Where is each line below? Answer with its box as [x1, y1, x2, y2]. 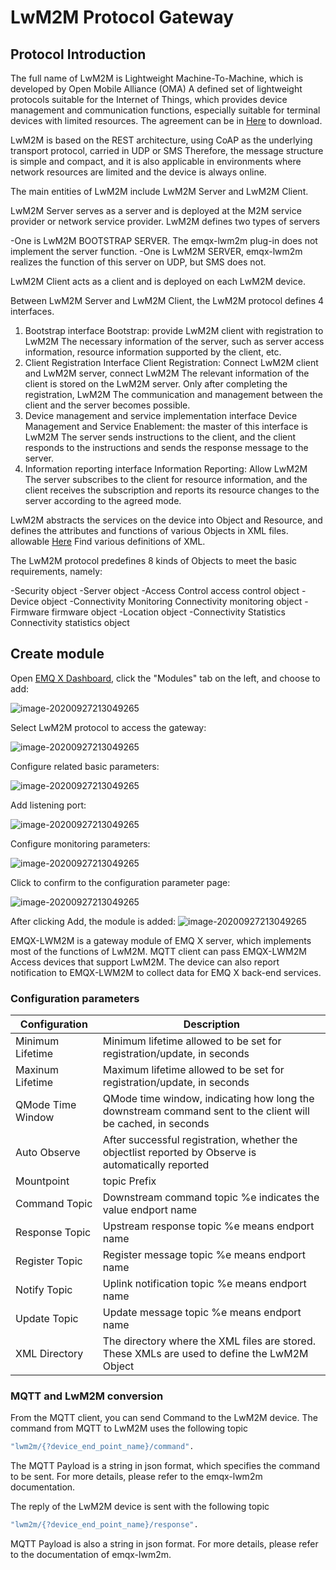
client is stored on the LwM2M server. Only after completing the [24, 378, 288, 390]
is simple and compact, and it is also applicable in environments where [10, 156, 302, 167]
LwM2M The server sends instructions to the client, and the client [24, 431, 297, 443]
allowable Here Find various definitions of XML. [10, 536, 206, 547]
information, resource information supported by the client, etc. [24, 346, 282, 358]
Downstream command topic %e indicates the [102, 1191, 320, 1205]
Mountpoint [15, 1174, 70, 1188]
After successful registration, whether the [102, 1133, 298, 1147]
